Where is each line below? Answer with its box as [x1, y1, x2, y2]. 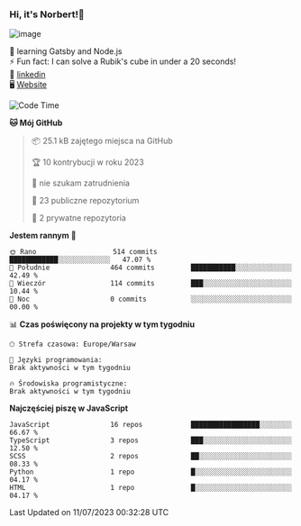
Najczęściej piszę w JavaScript [9, 403, 129, 413]
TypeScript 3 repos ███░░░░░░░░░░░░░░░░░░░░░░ [9, 436, 293, 445]
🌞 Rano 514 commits [9, 248, 158, 257]
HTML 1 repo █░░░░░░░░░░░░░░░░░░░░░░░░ [9, 484, 293, 493]
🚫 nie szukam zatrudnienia [31, 177, 131, 188]
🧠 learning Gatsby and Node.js [9, 46, 123, 57]
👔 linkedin [9, 69, 46, 80]
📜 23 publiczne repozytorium [31, 195, 140, 206]
